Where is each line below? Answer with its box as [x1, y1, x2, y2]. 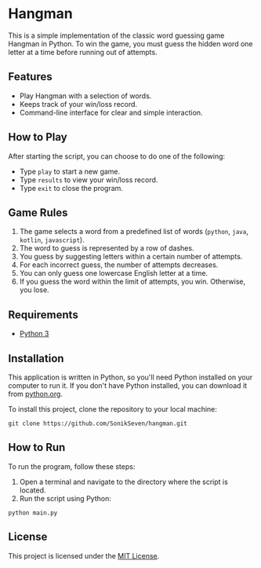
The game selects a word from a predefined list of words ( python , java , [19, 227, 248, 236]
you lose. [19, 285, 49, 295]
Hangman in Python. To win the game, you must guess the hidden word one [8, 38, 253, 48]
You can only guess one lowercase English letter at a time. [19, 269, 208, 278]
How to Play [8, 130, 68, 144]
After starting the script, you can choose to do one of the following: [8, 151, 226, 161]
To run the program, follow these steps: [8, 461, 136, 471]
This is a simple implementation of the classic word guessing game [8, 31, 225, 40]
